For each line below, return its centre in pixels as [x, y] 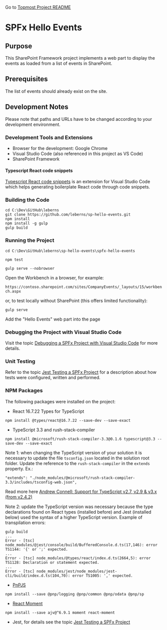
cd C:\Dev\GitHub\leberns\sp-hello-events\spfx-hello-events [70, 251]
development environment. [33, 124]
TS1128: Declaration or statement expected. [52, 562]
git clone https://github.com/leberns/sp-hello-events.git [68, 215]
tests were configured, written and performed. [53, 378]
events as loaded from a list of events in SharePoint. [59, 63]
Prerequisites [26, 79]
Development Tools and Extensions [49, 137]
